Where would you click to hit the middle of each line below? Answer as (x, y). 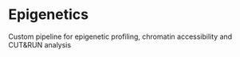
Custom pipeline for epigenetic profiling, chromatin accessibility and (120, 36)
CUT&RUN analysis (40, 44)
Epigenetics (49, 15)
